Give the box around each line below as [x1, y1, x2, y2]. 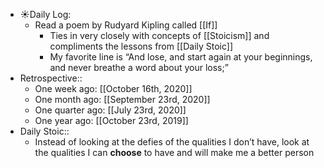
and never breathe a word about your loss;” [49, 62, 229, 73]
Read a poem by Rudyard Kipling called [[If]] [34, 19, 218, 31]
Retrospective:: [19, 72, 83, 84]
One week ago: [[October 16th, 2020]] [34, 83, 193, 94]
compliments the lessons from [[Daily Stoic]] [49, 40, 234, 52]
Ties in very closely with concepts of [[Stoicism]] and [49, 30, 270, 41]
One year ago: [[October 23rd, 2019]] [34, 115, 189, 126]
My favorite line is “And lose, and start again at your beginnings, [49, 51, 313, 63]
